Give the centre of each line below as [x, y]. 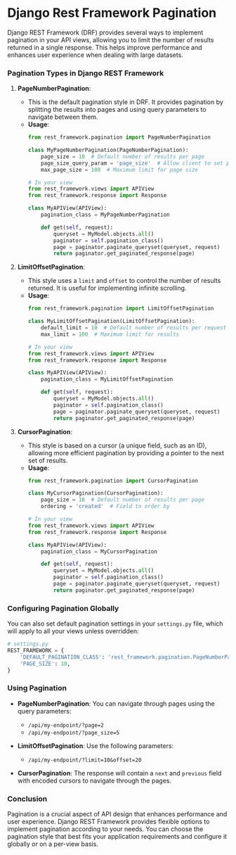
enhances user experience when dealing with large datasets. [96, 55]
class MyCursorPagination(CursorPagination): [96, 493]
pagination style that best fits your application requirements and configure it [117, 837]
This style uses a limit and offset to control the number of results [124, 281]
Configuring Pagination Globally [63, 608]
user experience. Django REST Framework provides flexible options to [109, 822]
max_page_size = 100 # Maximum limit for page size [120, 170]
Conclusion [27, 799]
